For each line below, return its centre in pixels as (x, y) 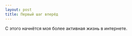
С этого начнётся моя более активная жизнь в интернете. (66, 28)
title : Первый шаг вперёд (32, 14)
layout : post (18, 10)
